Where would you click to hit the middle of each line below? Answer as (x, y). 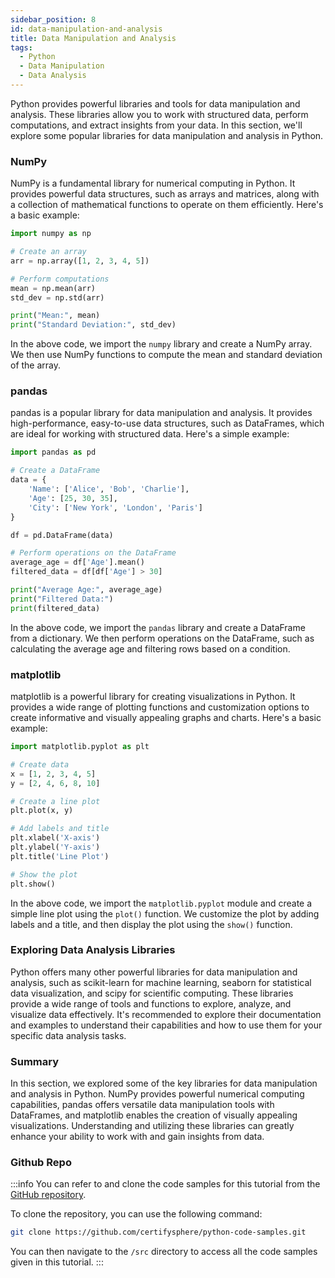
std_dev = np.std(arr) (57, 297)
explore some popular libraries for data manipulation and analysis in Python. (167, 135)
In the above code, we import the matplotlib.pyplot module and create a (161, 903)
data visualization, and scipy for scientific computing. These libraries (152, 993)
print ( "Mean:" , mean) (55, 316)
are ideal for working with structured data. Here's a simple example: (150, 434)
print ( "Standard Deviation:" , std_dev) (93, 325)
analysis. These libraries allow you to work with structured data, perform (159, 114)
